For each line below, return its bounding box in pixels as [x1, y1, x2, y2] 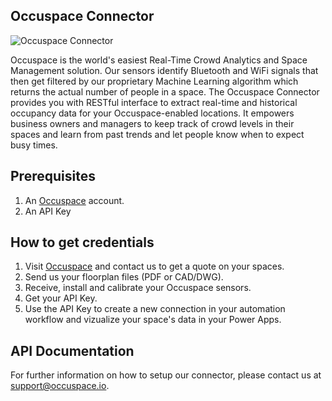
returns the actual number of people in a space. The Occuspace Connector [10, 85, 320, 98]
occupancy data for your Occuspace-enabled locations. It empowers [10, 107, 295, 119]
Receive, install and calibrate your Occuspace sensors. [24, 282, 252, 294]
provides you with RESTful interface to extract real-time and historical [10, 96, 298, 108]
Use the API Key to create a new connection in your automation [24, 303, 286, 315]
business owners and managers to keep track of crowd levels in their [10, 117, 295, 129]
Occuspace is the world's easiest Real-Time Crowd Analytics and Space [10, 54, 308, 66]
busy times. [10, 139, 58, 151]
